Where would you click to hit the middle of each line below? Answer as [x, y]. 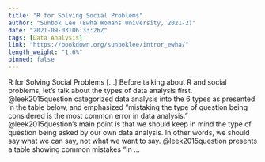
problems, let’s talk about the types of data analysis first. [100, 90]
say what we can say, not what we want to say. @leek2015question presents [133, 141]
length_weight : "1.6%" [45, 52]
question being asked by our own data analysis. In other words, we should [129, 132]
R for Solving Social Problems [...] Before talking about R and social [117, 82]
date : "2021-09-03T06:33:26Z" [58, 30]
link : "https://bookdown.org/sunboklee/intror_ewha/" [99, 45]
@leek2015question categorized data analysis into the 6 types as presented [132, 99]
